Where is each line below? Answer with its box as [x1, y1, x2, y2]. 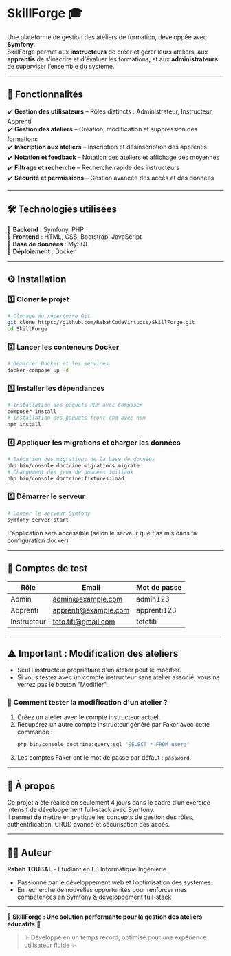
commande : [16, 727, 53, 736]
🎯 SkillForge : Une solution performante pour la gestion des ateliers [7, 913, 203, 921]
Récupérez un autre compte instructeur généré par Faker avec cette [16, 721, 210, 729]
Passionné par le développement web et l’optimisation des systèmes [16, 878, 211, 886]
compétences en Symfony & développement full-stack [16, 893, 172, 901]
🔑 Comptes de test [7, 562, 88, 574]
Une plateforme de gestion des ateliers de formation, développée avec [7, 32, 208, 41]
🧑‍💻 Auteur [7, 847, 52, 858]
